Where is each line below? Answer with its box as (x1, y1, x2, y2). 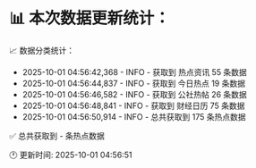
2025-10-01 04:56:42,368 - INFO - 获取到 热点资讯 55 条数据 (21, 66, 248, 77)
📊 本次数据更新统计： (9, 8, 170, 29)
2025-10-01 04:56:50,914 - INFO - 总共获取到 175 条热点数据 (21, 111, 246, 122)
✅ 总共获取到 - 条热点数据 (9, 130, 106, 141)
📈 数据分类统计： (9, 45, 74, 55)
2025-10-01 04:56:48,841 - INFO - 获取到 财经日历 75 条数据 (21, 100, 245, 111)
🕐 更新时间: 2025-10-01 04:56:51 (9, 149, 132, 160)
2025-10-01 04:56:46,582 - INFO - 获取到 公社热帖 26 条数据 (21, 88, 248, 99)
